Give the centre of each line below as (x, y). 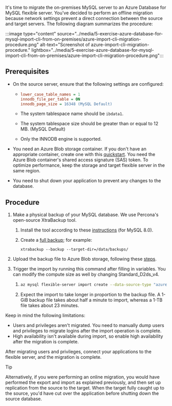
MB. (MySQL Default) (43, 129)
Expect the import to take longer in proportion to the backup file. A (90, 295)
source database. (24, 399)
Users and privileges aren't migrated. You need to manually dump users (89, 325)
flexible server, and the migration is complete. (53, 357)
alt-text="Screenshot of (65, 45)
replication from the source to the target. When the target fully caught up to (85, 388)
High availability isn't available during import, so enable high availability (88, 336)
